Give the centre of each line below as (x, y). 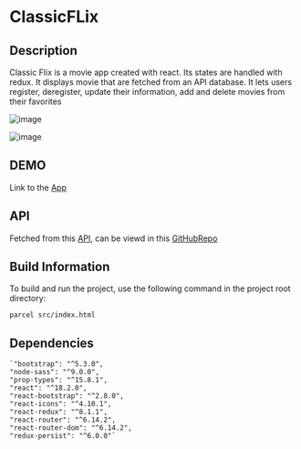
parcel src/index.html (52, 315)
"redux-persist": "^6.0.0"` (63, 436)
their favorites (36, 101)
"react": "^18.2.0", (49, 388)
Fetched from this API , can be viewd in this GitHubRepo (114, 238)
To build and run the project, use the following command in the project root (150, 288)
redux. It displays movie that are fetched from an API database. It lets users (151, 82)
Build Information (60, 267)
